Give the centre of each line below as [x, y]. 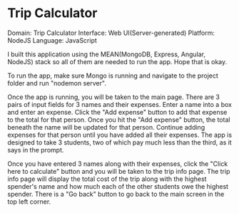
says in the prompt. [36, 150]
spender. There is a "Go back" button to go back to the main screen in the [116, 194]
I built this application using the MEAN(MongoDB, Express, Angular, [106, 54]
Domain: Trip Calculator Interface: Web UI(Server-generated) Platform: [111, 33]
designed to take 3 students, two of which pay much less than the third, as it [119, 142]
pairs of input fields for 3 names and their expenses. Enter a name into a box [119, 104]
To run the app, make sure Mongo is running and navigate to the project [113, 76]
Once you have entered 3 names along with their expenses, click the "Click [118, 163]
